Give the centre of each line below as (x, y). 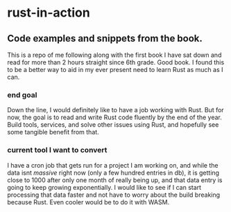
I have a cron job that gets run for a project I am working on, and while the (113, 165)
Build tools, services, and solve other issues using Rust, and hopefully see (113, 125)
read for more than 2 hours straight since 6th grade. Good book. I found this (116, 62)
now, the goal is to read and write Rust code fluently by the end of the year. (114, 117)
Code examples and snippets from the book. (105, 38)
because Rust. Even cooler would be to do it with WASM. (88, 202)
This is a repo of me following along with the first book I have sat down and (114, 55)
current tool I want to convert (57, 150)
